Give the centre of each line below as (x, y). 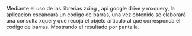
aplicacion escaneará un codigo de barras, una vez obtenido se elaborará (96, 15)
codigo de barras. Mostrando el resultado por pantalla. (73, 27)
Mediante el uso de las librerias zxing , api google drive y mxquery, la (90, 8)
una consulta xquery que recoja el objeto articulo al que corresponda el (93, 21)
